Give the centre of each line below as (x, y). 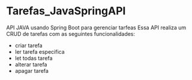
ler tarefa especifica (40, 51)
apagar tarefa (32, 70)
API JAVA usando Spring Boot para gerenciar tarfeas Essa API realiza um (96, 27)
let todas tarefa (34, 58)
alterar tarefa (31, 64)
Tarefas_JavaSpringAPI (66, 11)
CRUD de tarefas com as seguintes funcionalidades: (71, 33)
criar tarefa (29, 45)
